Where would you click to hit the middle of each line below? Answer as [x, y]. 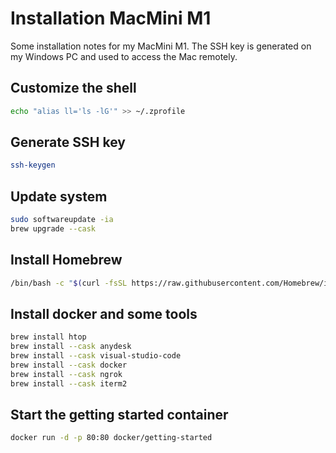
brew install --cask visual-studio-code [96, 356]
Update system [59, 196]
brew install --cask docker [69, 365]
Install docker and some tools [104, 313]
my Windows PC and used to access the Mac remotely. [124, 56]
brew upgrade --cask [53, 229]
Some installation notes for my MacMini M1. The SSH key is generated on [161, 46]
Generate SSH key [68, 142]
